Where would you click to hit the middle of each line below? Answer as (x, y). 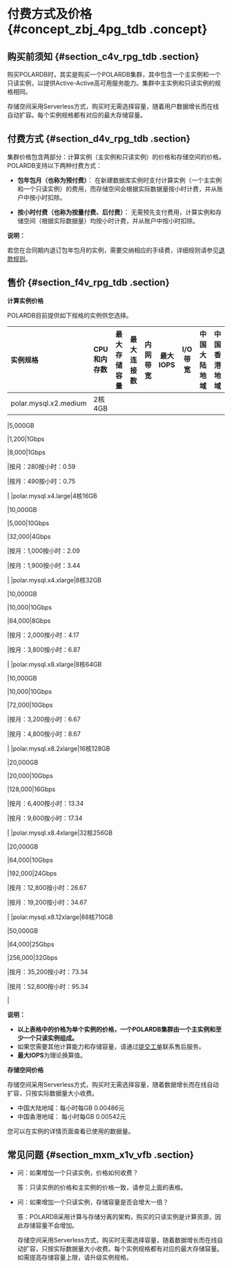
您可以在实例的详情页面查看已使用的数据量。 (71, 1131)
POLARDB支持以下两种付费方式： (55, 165)
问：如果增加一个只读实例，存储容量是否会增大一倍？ (93, 1202)
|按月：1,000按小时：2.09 (44, 551)
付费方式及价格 (50, 14)
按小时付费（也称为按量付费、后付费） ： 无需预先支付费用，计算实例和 (116, 212)
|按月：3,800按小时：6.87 (44, 650)
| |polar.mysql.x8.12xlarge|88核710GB (60, 917)
